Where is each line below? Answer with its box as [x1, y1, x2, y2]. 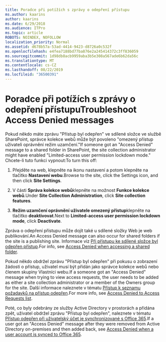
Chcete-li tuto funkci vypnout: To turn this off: [5, 157, 98, 163]
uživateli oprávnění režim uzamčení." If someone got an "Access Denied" [5, 141, 153, 147]
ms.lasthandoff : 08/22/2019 [5, 68, 63, 73]
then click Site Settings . [12, 177, 62, 183]
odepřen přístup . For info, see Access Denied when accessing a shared [5, 243, 150, 249]
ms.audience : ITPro [5, 26, 46, 31]
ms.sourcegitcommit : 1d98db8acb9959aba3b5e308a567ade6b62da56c [5, 53, 139, 59]
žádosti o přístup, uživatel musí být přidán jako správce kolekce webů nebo [5, 263, 159, 269]
